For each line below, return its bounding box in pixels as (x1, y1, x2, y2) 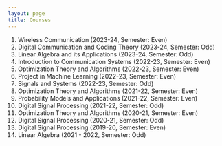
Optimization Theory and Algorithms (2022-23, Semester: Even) (17, 65, 199, 73)
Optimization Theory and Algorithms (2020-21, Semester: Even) (17, 108, 199, 117)
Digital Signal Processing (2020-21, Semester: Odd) (17, 116, 164, 124)
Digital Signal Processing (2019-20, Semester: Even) (17, 123, 166, 132)
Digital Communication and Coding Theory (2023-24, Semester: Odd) (17, 43, 216, 51)
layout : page (8, 10, 45, 17)
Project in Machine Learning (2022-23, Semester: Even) (17, 72, 177, 80)
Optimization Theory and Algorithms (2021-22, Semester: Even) (17, 87, 199, 95)
